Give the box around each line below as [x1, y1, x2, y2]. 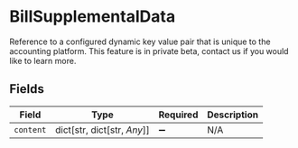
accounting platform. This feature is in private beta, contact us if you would [9, 45, 289, 56]
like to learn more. [9, 55, 77, 66]
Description [207, 108, 259, 121]
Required [158, 108, 199, 121]
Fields [9, 81, 45, 97]
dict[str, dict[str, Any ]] [55, 124, 151, 136]
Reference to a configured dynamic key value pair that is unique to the [9, 36, 271, 47]
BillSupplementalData [9, 6, 176, 27]
